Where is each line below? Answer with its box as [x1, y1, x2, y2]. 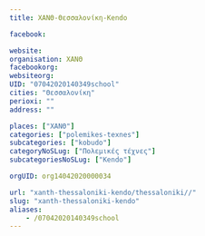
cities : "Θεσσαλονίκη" [9, 88, 95, 97]
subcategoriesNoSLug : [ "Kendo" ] [9, 155, 132, 164]
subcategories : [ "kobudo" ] [9, 138, 112, 148]
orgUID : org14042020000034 [9, 172, 112, 181]
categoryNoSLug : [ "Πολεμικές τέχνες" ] [9, 147, 156, 156]
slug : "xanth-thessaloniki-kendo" [9, 196, 141, 205]
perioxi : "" [9, 96, 54, 105]
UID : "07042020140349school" [9, 80, 120, 89]
